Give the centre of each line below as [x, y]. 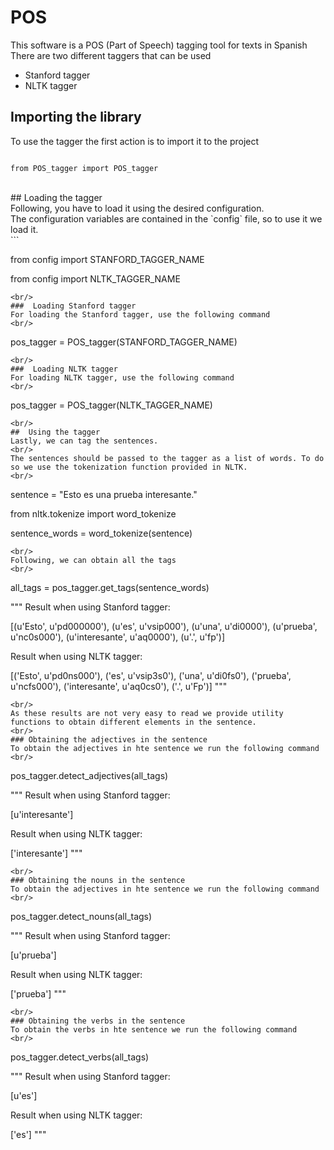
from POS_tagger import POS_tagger [84, 168]
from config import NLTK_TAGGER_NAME [95, 278]
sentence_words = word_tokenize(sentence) [101, 533]
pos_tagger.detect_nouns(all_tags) [81, 916]
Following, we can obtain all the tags [93, 560]
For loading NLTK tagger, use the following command [122, 377]
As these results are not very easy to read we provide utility [147, 713]
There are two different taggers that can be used [111, 55]
